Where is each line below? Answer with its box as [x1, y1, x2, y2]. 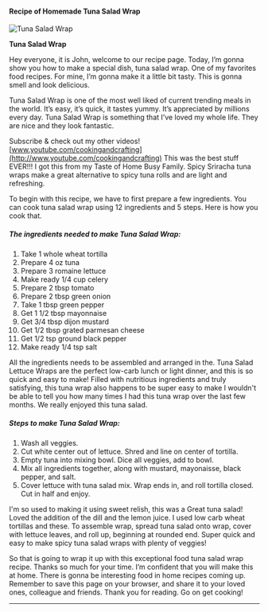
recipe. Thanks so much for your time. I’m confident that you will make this [9, 562, 254, 572]
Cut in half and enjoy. [20, 489, 91, 499]
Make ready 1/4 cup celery [20, 275, 108, 284]
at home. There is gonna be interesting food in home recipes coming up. [9, 571, 246, 580]
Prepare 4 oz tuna [20, 258, 80, 267]
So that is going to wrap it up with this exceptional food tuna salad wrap [9, 554, 244, 563]
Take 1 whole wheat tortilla [20, 249, 108, 259]
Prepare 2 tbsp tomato [20, 283, 95, 293]
